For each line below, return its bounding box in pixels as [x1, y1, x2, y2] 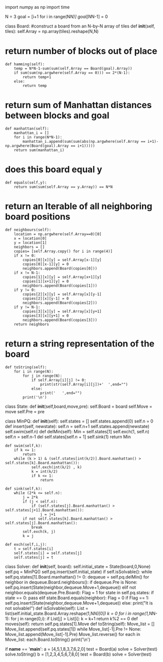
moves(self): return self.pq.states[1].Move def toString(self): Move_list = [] [5, 621, 155, 627]
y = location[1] [14, 240, 47, 245]
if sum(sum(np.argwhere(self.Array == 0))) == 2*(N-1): [14, 70, 131, 75]
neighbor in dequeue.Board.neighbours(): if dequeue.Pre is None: [5, 579, 138, 585]
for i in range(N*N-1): [14, 134, 63, 139]
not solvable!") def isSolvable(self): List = [5, 605, 89, 611]
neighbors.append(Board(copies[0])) [23, 266, 97, 271]
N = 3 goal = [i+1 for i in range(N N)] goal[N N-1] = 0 [5, 14, 108, 19]
